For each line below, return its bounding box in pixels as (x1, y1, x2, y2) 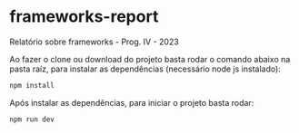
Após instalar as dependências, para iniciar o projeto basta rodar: (9, 97, 254, 108)
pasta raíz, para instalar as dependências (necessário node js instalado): (9, 63, 282, 74)
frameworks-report (9, 6, 159, 27)
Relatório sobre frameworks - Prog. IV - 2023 (9, 36, 179, 47)
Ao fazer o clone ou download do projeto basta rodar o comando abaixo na (9, 53, 291, 64)
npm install (9, 81, 55, 90)
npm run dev (9, 115, 55, 124)
